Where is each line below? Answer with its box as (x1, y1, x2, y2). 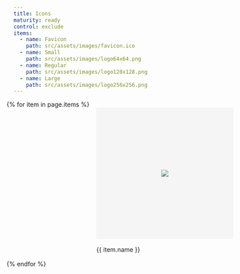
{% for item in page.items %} (6, 100, 90, 108)
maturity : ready (13, 17, 61, 24)
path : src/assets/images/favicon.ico (26, 42, 136, 49)
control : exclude (13, 23, 64, 30)
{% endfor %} (6, 260, 47, 268)
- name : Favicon (19, 36, 67, 43)
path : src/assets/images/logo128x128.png (26, 68, 147, 75)
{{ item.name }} (96, 245, 141, 254)
